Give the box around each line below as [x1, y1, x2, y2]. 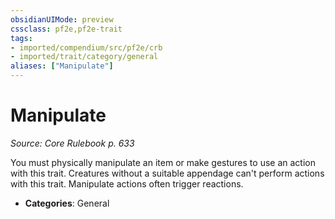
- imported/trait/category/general [10, 52, 159, 62]
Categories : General [24, 197, 110, 209]
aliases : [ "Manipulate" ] [10, 61, 114, 71]
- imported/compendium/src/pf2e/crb [10, 42, 163, 53]
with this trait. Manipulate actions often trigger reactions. [10, 177, 244, 190]
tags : [10, 33, 33, 43]
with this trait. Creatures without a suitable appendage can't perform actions [10, 167, 325, 179]
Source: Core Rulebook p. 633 [10, 137, 135, 149]
